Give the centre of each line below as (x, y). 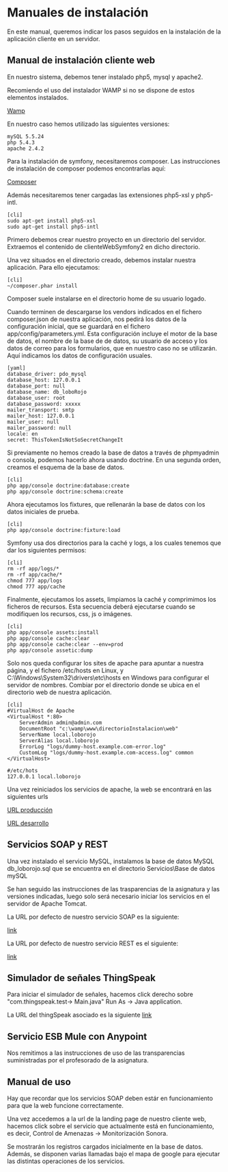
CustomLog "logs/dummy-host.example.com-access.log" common (106, 752)
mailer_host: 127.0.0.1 (41, 416)
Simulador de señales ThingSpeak (81, 978)
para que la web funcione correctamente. (66, 1106)
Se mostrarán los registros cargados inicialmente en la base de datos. (105, 1147)
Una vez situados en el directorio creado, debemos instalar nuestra (101, 260)
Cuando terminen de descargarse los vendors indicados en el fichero (104, 311)
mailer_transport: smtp (41, 410)
